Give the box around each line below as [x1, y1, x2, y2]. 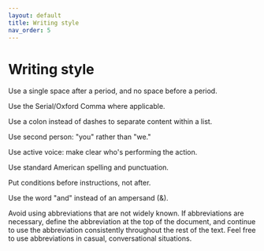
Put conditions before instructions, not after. [8, 178, 151, 188]
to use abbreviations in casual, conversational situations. [8, 234, 192, 243]
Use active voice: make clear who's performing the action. [8, 148, 198, 157]
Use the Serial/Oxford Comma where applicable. [8, 102, 165, 111]
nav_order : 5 [8, 26, 51, 34]
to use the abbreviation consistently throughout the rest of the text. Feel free [8, 226, 256, 235]
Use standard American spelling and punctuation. [8, 163, 169, 172]
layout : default [8, 11, 61, 20]
